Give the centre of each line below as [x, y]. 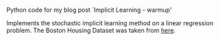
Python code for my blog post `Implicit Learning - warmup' [89, 10]
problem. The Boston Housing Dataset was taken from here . [91, 30]
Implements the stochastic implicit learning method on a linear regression [110, 23]
